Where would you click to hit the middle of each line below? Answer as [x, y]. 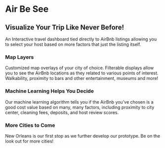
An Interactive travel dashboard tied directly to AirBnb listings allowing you [81, 39]
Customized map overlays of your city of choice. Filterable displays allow [80, 68]
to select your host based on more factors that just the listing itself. [73, 44]
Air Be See [27, 9]
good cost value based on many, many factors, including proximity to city [80, 107]
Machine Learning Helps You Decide [49, 91]
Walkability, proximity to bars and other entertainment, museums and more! [82, 78]
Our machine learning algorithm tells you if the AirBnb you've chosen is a [80, 102]
